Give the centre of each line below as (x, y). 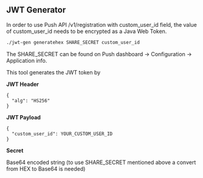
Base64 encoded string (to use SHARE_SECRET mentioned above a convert (101, 162)
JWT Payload (24, 117)
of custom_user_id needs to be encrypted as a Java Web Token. (87, 31)
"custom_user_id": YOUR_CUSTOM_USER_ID (62, 133)
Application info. (27, 60)
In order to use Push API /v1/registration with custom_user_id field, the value (102, 24)
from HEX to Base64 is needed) (46, 169)
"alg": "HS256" (31, 101)
